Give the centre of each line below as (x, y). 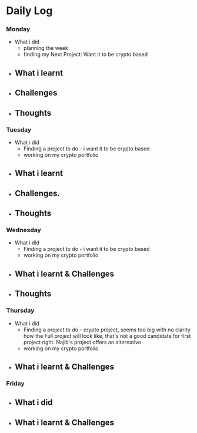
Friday (15, 383)
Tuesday (19, 129)
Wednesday (24, 230)
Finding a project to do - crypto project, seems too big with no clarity (107, 330)
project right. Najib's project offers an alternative (82, 342)
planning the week (46, 48)
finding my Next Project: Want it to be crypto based (86, 55)
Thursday (20, 311)
